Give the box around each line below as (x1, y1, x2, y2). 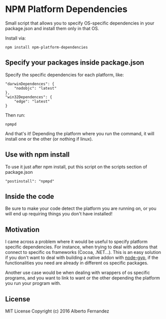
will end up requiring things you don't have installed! (5, 211, 113, 217)
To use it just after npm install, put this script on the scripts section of (5, 164, 148, 170)
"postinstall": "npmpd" (5, 179, 55, 184)
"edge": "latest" (14, 99, 50, 104)
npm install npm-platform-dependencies (5, 45, 88, 50)
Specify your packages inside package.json (5, 59, 145, 67)
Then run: (5, 112, 25, 118)
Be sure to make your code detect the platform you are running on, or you (5, 205, 157, 211)
